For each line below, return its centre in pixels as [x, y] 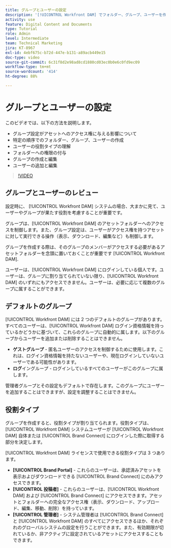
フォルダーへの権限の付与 [39, 152]
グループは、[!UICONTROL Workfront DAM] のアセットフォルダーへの [78, 223]
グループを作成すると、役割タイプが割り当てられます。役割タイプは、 [78, 423]
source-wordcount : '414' [32, 72]
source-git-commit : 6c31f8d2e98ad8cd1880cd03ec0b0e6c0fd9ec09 [73, 62]
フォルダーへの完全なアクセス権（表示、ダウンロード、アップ [86, 502]
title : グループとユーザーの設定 [36, 10]
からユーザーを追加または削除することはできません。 [70, 338]
